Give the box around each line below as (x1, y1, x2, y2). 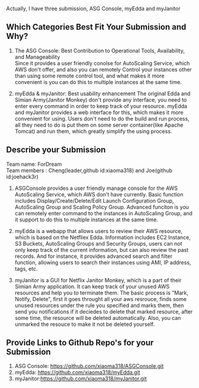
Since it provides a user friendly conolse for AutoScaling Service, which (14, 59, 190, 67)
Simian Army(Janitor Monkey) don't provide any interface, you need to (14, 96, 187, 103)
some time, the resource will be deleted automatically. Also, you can (14, 314, 181, 321)
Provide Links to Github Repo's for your (6, 338, 154, 348)
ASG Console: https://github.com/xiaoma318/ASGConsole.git (14, 363, 164, 370)
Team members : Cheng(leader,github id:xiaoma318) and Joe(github (6, 167, 173, 174)
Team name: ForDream (6, 160, 62, 167)
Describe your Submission (6, 145, 106, 155)
